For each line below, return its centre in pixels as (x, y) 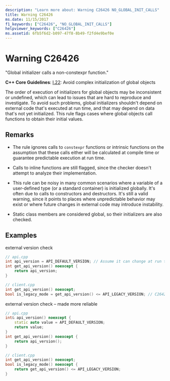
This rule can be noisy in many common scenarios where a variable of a (88, 183)
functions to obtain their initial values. (44, 119)
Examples (21, 236)
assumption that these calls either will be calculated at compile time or (86, 152)
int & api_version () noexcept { (38, 318)
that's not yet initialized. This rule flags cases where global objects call (79, 113)
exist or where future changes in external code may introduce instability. (88, 204)
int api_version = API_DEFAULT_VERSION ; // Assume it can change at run (83, 262)
